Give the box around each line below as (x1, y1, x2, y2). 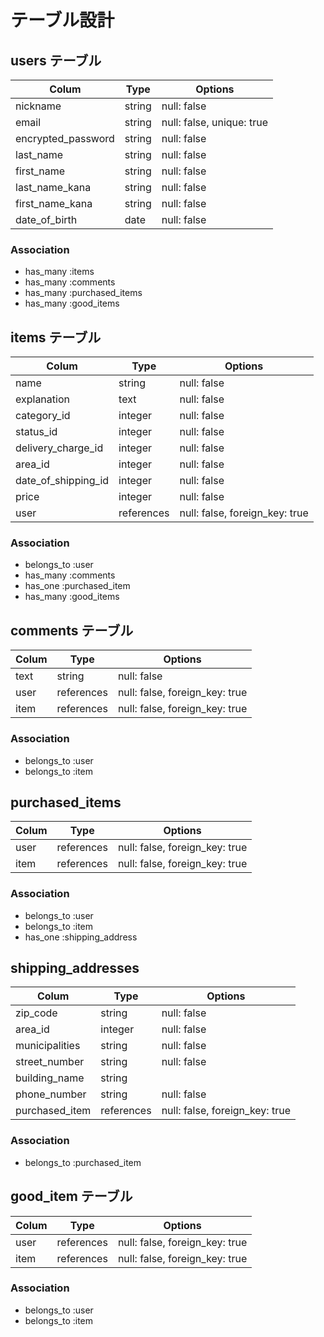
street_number (15, 1055, 85, 1069)
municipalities (15, 1039, 81, 1053)
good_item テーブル (10, 1188, 133, 1205)
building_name (15, 1071, 85, 1085)
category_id (15, 409, 71, 423)
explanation (15, 392, 70, 406)
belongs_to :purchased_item (24, 1156, 142, 1168)
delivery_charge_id (15, 441, 104, 455)
